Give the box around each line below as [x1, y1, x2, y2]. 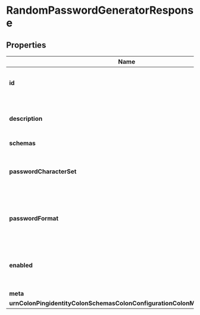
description [9, 114, 43, 123]
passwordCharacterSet [9, 167, 77, 176]
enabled [9, 261, 33, 269]
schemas [9, 139, 36, 147]
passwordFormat [9, 214, 58, 222]
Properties [6, 40, 46, 50]
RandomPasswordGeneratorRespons [6, 4, 194, 17]
